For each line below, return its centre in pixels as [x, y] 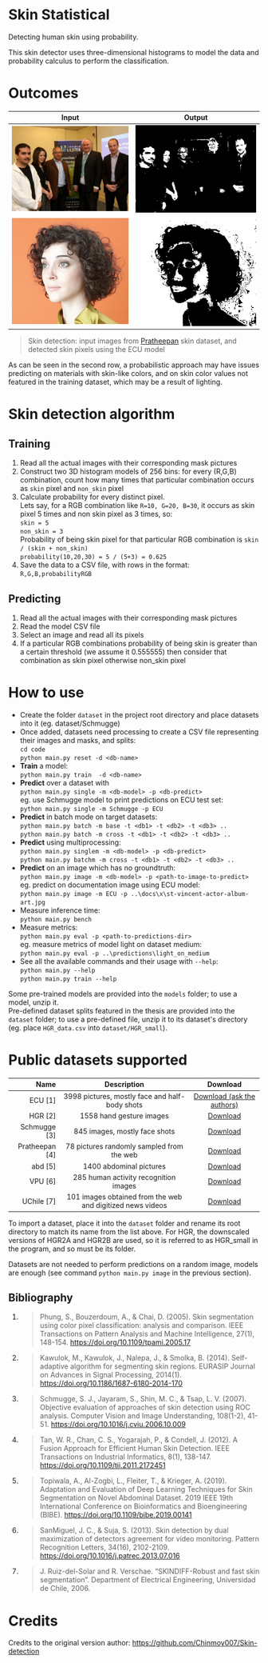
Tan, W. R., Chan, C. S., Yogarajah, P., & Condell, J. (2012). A [138, 1440]
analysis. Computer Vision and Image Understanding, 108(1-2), [142, 1416]
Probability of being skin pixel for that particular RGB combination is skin [139, 540]
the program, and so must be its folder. [72, 1249]
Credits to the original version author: [69, 1643]
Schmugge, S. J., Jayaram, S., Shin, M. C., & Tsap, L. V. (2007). [143, 1399]
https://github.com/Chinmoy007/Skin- [195, 1643]
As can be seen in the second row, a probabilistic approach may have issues [134, 365]
